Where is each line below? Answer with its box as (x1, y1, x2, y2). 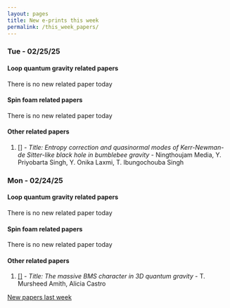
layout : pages (7, 10, 49, 18)
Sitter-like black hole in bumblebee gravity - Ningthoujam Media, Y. (27, 150, 222, 159)
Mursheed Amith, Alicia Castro (17, 279, 106, 288)
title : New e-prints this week (7, 17, 99, 24)
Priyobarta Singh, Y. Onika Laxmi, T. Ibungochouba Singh (17, 158, 184, 166)
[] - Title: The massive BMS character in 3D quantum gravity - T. (17, 272, 205, 281)
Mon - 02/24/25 (7, 175, 63, 185)
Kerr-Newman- (180, 143, 224, 151)
